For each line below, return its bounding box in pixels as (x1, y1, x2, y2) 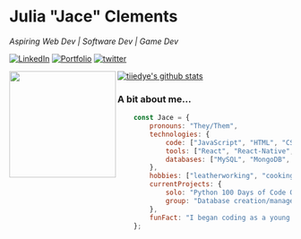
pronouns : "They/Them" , (149, 122, 238, 131)
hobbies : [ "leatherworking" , (149, 172, 258, 181)
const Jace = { (133, 114, 190, 123)
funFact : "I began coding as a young (149, 213, 290, 222)
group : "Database (165, 196, 230, 205)
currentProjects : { (149, 180, 222, 189)
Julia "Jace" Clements (9, 6, 178, 27)
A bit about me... (117, 92, 192, 105)
